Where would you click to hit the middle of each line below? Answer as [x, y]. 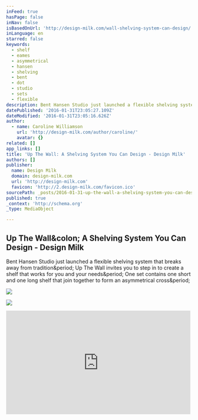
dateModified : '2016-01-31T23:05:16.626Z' [59, 116]
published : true [26, 198]
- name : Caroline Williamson [47, 127]
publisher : [19, 165]
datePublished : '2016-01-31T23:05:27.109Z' [60, 110]
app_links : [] [24, 149]
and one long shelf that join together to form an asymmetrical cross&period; [98, 280]
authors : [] [21, 160]
